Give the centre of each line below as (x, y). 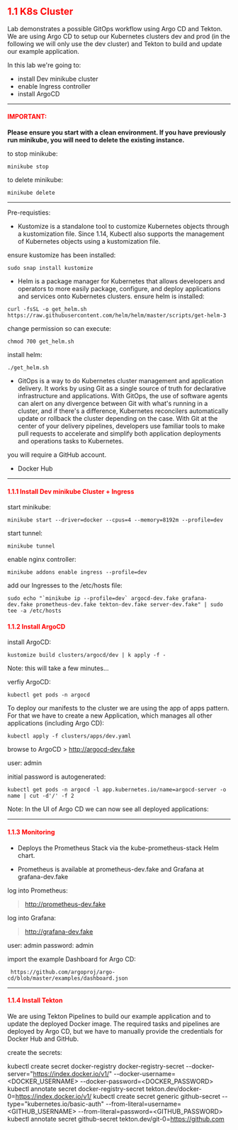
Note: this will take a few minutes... (58, 668)
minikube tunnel (31, 546)
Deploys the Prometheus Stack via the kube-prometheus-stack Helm (118, 848)
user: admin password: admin (51, 945)
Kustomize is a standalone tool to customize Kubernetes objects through (123, 227)
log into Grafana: (32, 917)
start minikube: (29, 507)
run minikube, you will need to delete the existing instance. (96, 140)
